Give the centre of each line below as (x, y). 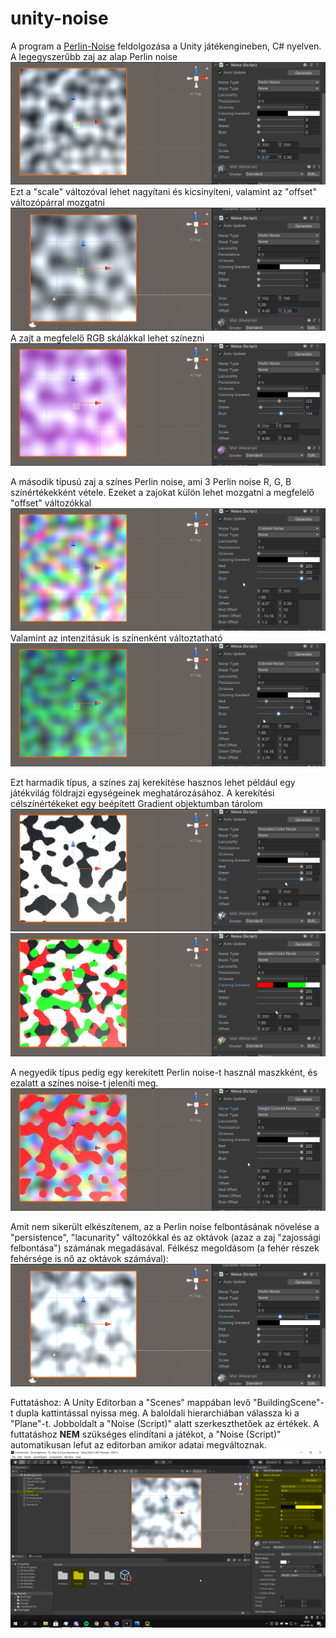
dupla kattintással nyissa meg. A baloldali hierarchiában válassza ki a (157, 1413)
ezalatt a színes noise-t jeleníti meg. (84, 1083)
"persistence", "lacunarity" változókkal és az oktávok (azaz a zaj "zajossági (165, 1237)
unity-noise (59, 18)
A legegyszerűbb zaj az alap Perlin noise (94, 56)
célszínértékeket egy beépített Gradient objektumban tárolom (136, 803)
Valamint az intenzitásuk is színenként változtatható (116, 638)
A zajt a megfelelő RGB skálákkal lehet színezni (107, 338)
